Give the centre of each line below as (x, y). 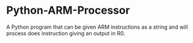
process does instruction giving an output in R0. (66, 33)
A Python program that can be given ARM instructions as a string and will (97, 27)
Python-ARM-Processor (68, 10)
